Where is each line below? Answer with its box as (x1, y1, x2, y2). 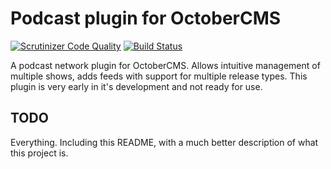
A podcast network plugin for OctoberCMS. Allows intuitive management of (10, 59, 321, 71)
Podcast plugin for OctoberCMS (10, 7, 282, 30)
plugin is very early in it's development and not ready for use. (10, 80, 263, 92)
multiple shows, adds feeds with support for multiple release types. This (10, 70, 308, 82)
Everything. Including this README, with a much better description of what (10, 136, 319, 148)
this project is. (10, 147, 69, 159)
